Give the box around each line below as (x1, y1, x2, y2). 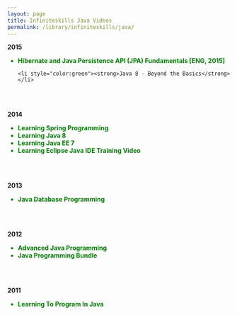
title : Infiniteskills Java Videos (7, 17, 112, 24)
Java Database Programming (17, 195, 105, 204)
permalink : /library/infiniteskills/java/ (7, 23, 134, 30)
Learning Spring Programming (17, 124, 109, 132)
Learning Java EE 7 (17, 139, 75, 147)
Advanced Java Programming (17, 244, 108, 252)
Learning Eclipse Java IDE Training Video (17, 147, 141, 155)
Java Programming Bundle (17, 251, 98, 260)
